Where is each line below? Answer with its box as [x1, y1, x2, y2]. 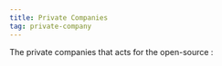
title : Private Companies [9, 13, 108, 23]
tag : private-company [9, 22, 92, 31]
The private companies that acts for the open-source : [9, 46, 214, 57]
